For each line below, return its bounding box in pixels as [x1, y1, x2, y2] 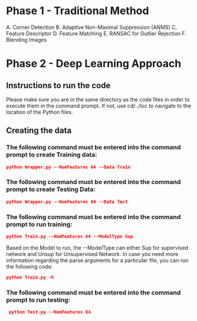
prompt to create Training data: [6, 150, 97, 159]
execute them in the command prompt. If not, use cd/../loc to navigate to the [6, 102, 192, 109]
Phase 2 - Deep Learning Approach [6, 57, 182, 70]
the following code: [6, 263, 53, 270]
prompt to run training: [6, 220, 73, 228]
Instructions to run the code [6, 80, 111, 90]
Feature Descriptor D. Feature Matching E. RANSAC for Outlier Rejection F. [6, 30, 187, 37]
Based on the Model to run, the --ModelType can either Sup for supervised [6, 244, 189, 251]
